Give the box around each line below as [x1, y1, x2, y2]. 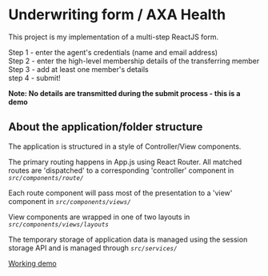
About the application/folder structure [8, 120, 203, 134]
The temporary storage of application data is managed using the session [8, 234, 248, 244]
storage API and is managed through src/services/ [8, 242, 178, 253]
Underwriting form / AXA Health [8, 6, 226, 24]
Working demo [8, 258, 58, 268]
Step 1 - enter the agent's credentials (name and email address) [8, 47, 218, 57]
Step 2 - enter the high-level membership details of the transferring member [8, 56, 260, 66]
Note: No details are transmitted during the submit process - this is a [8, 88, 241, 98]
